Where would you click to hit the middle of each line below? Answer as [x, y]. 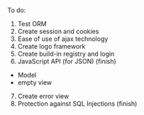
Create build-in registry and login [66, 54]
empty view [35, 83]
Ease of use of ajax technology [63, 39]
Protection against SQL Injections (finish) [77, 104]
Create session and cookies [58, 31]
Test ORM [32, 24]
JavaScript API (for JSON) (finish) [67, 61]
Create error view [43, 96]
